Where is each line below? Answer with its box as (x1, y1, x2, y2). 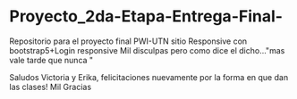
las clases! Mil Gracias (9, 81, 92, 92)
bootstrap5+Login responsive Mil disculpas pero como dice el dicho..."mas (9, 45, 285, 55)
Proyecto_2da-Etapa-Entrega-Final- (9, 6, 284, 27)
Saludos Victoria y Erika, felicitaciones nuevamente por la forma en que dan (9, 71, 289, 82)
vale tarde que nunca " (9, 54, 94, 65)
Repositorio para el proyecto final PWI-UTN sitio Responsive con (9, 36, 248, 46)
